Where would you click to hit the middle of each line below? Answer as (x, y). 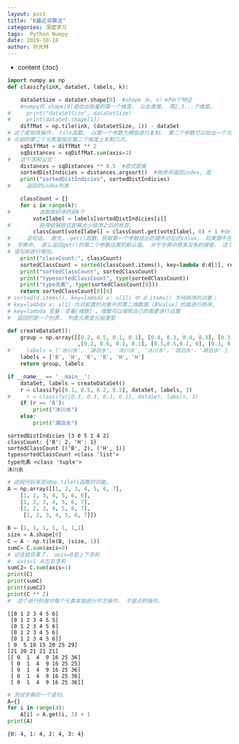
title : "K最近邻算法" (37, 21)
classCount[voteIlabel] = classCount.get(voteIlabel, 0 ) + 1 (126, 232)
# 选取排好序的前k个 (46, 212)
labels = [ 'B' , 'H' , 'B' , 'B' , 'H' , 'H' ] (82, 357)
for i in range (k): (49, 205)
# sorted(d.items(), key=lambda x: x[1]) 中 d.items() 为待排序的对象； (113, 298)
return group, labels (52, 364)
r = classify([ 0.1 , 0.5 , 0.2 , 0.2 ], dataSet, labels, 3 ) (106, 390)
